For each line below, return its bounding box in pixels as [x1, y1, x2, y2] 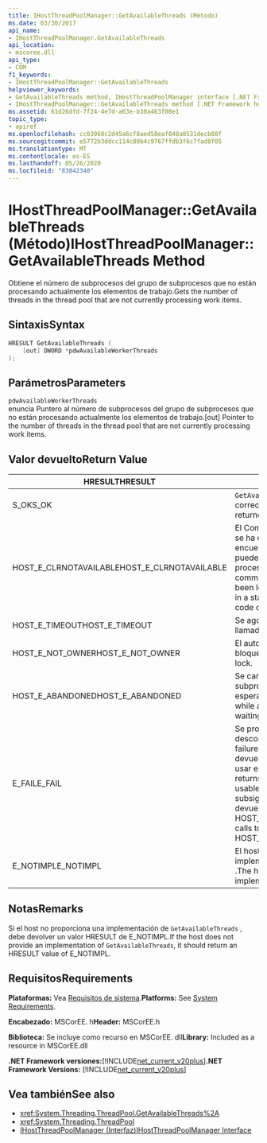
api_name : [8, 26, 41, 34]
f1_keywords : [8, 71, 52, 79]
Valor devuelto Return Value [8, 453, 149, 466]
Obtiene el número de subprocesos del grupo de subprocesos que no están [8, 278, 257, 287]
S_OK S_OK [12, 500, 52, 510]
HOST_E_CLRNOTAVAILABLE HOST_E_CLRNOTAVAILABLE [12, 562, 228, 573]
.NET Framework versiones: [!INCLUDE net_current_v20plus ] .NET [8, 1056, 222, 1066]
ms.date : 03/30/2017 [8, 19, 77, 27]
